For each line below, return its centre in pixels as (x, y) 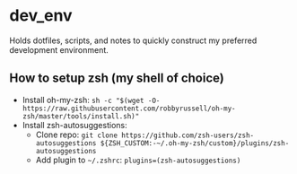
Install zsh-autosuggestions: (74, 125)
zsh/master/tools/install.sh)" (81, 116)
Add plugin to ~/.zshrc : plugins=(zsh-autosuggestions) (138, 160)
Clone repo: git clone (77, 135)
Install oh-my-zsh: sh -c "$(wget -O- (91, 100)
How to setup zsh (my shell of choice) (117, 78)
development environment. (59, 49)
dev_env (41, 16)
